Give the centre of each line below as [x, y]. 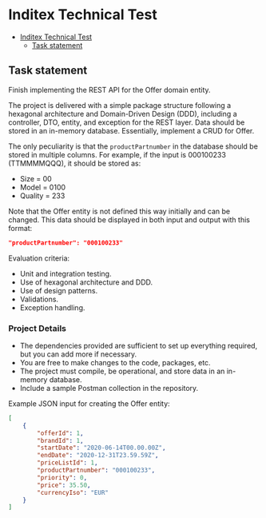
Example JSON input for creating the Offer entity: [89, 403]
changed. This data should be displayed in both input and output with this [129, 219]
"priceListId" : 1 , [67, 463]
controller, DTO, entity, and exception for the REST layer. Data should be [127, 122]
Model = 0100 [43, 187]
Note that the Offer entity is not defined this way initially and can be [119, 211]
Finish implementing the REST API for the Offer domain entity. [109, 90]
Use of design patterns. [59, 290]
